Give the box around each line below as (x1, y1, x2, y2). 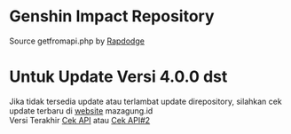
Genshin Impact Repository (9, 6, 215, 27)
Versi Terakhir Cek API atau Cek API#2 (9, 114, 151, 125)
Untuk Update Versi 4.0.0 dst (9, 67, 228, 87)
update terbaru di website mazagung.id (9, 105, 153, 116)
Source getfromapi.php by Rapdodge (9, 35, 145, 46)
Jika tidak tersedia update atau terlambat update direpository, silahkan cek (9, 96, 282, 106)
